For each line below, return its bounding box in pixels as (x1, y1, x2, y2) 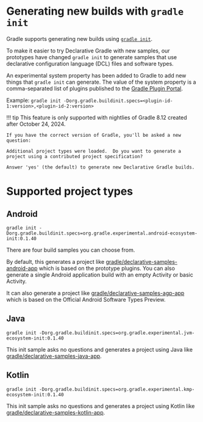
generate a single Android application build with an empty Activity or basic (6, 271, 193, 278)
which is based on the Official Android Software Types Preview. (6, 296, 166, 303)
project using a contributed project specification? (6, 153, 143, 159)
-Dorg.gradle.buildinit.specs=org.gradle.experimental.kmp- (38, 386, 195, 392)
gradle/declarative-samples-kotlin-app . (6, 409, 105, 416)
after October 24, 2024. (6, 120, 66, 128)
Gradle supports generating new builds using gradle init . (6, 35, 152, 42)
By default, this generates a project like (6, 258, 105, 265)
